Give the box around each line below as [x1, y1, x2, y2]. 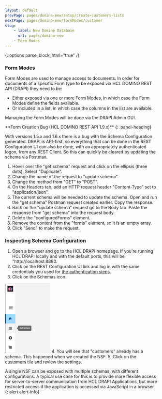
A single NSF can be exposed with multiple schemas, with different [5, 368, 139, 374]
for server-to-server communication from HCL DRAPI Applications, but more [5, 378, 157, 384]
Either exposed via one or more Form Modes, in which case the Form [12, 95, 150, 101]
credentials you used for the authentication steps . [12, 269, 111, 275]
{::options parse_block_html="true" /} [5, 52, 80, 58]
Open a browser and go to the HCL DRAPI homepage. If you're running [12, 248, 153, 254]
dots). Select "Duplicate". [12, 169, 62, 174]
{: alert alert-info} [5, 389, 40, 395]
